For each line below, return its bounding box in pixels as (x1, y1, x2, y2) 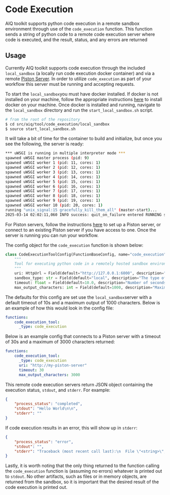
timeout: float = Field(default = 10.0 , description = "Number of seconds (14, 280, 166, 285)
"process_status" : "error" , (14, 439, 73, 444)
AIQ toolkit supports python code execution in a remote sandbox (5, 20, 140, 26)
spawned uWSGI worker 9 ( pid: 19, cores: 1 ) (5, 198, 101, 203)
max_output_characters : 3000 (18, 372, 80, 377)
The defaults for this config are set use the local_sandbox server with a (5, 294, 152, 300)
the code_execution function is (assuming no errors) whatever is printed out (5, 468, 162, 474)
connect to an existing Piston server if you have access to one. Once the (5, 227, 157, 233)
